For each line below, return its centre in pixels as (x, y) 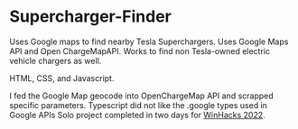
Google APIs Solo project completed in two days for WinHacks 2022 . (138, 115)
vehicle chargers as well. (56, 60)
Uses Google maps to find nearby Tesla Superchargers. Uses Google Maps (149, 41)
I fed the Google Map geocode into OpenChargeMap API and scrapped (141, 96)
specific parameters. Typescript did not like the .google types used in (139, 105)
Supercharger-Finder (90, 17)
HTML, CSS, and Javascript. (62, 78)
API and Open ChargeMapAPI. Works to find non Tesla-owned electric (140, 51)
